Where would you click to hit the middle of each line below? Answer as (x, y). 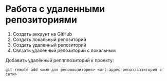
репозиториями (41, 20)
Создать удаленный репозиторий (49, 45)
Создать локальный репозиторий (49, 39)
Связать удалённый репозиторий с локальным (64, 50)
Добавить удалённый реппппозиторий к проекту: (60, 60)
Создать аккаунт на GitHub (42, 34)
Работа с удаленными (55, 9)
